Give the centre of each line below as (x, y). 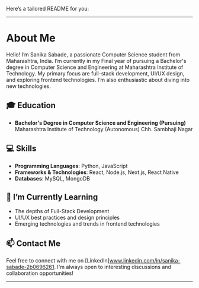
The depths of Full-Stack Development (62, 211)
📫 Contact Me (33, 243)
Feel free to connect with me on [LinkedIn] (58, 261)
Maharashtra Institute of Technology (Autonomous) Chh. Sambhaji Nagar (104, 129)
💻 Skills (21, 149)
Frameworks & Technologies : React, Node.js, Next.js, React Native (97, 172)
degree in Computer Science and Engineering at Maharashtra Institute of (95, 67)
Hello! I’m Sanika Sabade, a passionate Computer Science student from (93, 54)
